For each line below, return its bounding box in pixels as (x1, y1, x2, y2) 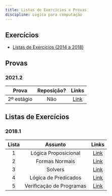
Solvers (46, 166, 65, 173)
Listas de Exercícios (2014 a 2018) (12, 44, 84, 51)
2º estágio (8, 95, 33, 103)
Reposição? (37, 87, 67, 94)
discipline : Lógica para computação (5, 12, 82, 17)
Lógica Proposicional (30, 150, 81, 157)
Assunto (45, 141, 66, 148)
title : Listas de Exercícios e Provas (5, 7, 87, 13)
